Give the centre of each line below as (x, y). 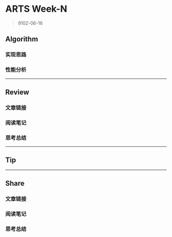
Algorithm (22, 39)
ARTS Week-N (36, 9)
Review (17, 92)
